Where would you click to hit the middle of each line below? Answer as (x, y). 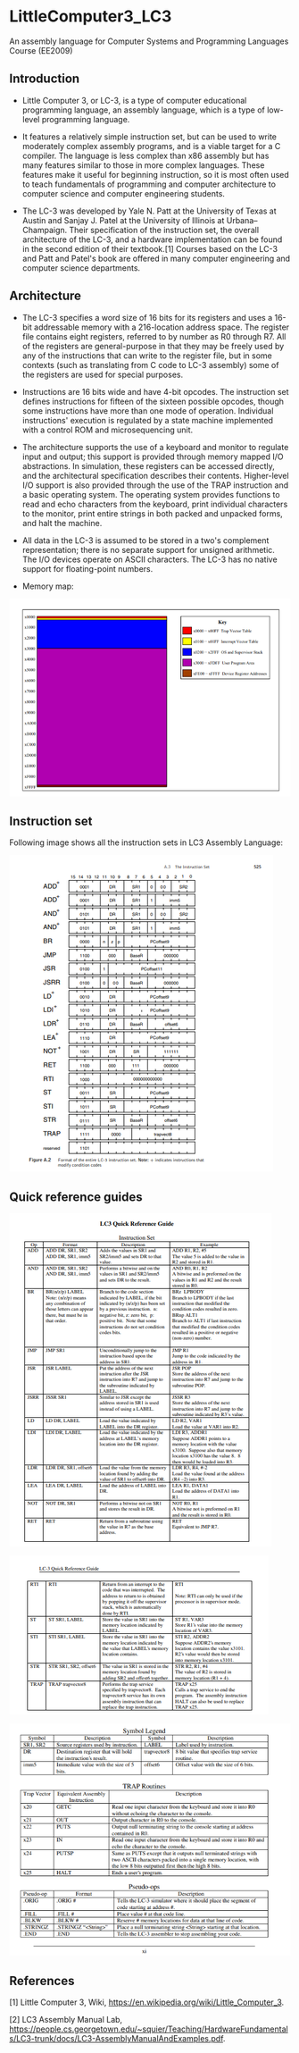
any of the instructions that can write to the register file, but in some (147, 356)
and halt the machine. (62, 523)
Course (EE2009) (41, 50)
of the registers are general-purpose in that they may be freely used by (153, 346)
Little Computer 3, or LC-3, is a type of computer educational (134, 100)
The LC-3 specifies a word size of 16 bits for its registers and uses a (147, 317)
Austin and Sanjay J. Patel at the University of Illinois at (123, 220)
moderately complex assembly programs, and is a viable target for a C (151, 146)
